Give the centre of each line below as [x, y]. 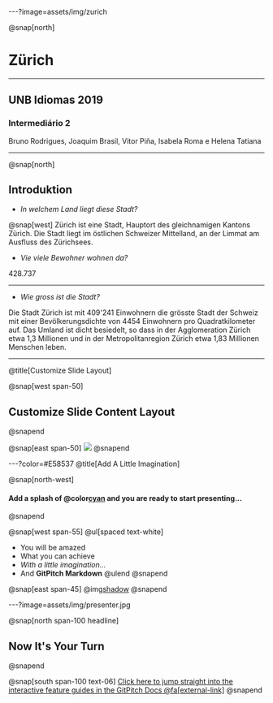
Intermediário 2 [39, 123]
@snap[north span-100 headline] [64, 621]
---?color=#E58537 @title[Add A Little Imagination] [94, 464]
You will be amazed [53, 548]
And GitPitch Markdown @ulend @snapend [94, 574]
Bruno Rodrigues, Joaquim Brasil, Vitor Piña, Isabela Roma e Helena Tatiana [135, 140]
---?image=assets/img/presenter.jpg [70, 605]
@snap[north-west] [41, 480]
